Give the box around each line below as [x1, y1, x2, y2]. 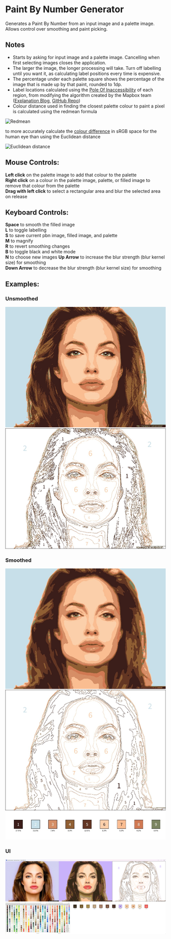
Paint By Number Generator [5, 4, 124, 15]
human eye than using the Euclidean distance [5, 134, 101, 140]
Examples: [5, 279, 40, 289]
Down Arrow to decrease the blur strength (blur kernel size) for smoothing [5, 265, 162, 271]
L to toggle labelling [5, 227, 47, 233]
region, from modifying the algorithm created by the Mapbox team [12, 92, 152, 98]
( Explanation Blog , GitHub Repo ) [12, 97, 80, 103]
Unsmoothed [5, 295, 38, 302]
